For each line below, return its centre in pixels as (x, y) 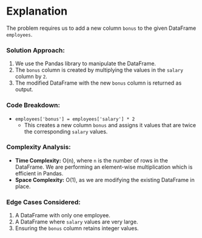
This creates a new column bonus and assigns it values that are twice (110, 125)
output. (24, 89)
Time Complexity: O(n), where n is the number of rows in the (91, 160)
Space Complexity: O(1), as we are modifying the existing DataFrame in (105, 180)
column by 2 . (31, 77)
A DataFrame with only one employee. (63, 215)
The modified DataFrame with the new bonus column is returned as (98, 83)
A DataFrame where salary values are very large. (76, 222)
